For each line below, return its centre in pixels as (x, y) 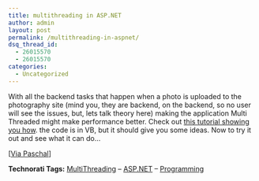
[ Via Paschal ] (30, 153)
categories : (28, 67)
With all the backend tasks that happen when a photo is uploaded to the (125, 96)
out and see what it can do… (54, 138)
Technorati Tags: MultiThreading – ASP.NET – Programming (106, 168)
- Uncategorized (42, 74)
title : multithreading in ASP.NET (65, 15)
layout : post (30, 30)
